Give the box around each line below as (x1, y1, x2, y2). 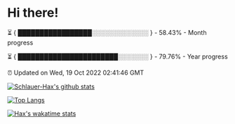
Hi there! (7, 5, 59, 21)
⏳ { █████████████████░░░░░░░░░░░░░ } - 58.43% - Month (7, 28, 207, 36)
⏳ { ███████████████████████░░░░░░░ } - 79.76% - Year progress (7, 52, 228, 61)
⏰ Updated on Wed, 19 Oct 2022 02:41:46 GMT (7, 68, 145, 77)
